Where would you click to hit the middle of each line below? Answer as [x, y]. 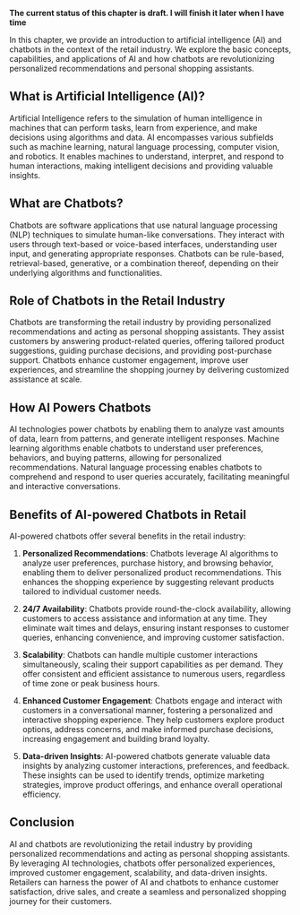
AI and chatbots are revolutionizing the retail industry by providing [131, 844]
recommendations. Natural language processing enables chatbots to [136, 467]
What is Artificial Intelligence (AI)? [107, 96]
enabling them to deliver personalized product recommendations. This [152, 573]
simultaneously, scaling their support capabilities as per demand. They [153, 665]
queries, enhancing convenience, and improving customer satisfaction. [153, 638]
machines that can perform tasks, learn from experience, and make [133, 127]
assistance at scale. [46, 379]
